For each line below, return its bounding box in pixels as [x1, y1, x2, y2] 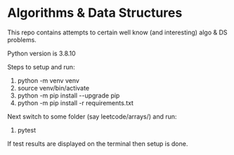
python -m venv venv [17, 76, 79, 85]
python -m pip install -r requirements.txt [17, 98, 134, 107]
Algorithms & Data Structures [7, 5, 183, 21]
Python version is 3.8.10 [7, 49, 76, 58]
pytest [17, 126, 37, 134]
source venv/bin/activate [17, 83, 90, 92]
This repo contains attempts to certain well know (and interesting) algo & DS [7, 28, 228, 36]
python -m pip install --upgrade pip [17, 91, 120, 100]
